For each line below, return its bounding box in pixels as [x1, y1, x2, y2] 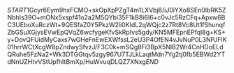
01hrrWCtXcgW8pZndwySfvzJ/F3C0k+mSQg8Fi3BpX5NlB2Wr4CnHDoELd [7, 43, 224, 51]
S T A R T [7, 6, 27, 14]
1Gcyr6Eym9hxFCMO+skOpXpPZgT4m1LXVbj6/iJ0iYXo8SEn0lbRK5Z [27, 6, 226, 14]
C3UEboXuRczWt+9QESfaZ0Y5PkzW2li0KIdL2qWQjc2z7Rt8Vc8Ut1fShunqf [7, 21, 226, 29]
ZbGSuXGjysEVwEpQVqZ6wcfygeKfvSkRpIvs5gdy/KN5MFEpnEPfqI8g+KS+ [7, 28, 226, 36]
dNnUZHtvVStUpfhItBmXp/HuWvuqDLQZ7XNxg [7, 58, 147, 65]
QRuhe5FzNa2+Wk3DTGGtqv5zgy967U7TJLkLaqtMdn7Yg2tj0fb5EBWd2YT [7, 50, 226, 58]
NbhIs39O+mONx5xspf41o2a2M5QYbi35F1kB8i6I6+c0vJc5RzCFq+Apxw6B [7, 13, 226, 22]
